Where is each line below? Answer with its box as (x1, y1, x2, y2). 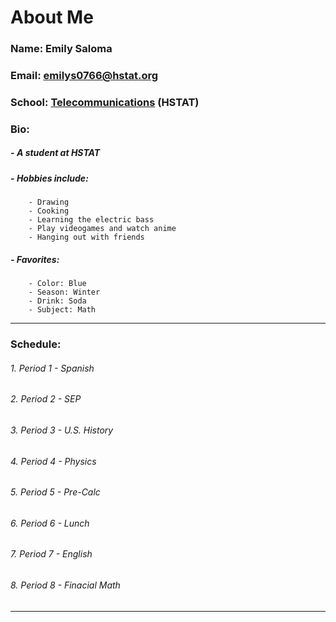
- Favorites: (10, 253, 60, 265)
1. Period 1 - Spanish (10, 362, 95, 374)
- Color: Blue (28, 279, 87, 289)
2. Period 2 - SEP (10, 393, 82, 405)
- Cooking (28, 206, 70, 216)
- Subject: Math (28, 305, 97, 315)
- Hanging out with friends (28, 232, 145, 243)
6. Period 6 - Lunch (10, 517, 90, 529)
